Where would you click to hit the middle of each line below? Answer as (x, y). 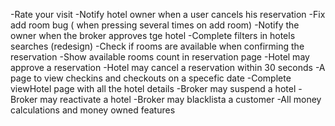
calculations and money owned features (93, 110)
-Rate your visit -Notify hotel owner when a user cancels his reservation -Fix (168, 14)
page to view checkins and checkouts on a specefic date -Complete (151, 78)
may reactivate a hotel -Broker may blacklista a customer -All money (180, 99)
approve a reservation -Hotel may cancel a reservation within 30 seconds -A (168, 67)
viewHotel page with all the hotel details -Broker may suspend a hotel (153, 88)
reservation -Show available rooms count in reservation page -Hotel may (160, 57)
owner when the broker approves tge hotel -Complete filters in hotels (153, 35)
